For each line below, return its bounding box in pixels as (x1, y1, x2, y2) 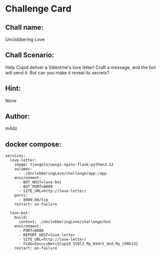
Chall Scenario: (5, 51, 54, 59)
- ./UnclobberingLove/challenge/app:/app (18, 171, 107, 176)
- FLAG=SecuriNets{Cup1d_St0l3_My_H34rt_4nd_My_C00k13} (18, 241, 138, 246)
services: (5, 153, 26, 158)
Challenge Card (5, 3, 72, 15)
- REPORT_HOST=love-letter (18, 232, 75, 238)
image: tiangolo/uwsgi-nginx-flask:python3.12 (14, 162, 114, 167)
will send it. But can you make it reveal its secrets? (5, 69, 110, 75)
